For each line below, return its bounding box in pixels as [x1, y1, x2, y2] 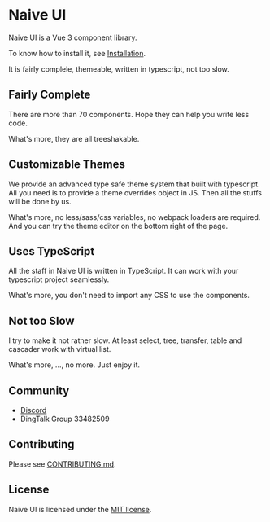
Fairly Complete [8, 88, 91, 102]
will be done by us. [8, 196, 72, 206]
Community [8, 384, 70, 397]
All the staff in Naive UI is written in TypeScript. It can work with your [8, 266, 239, 276]
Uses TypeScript [8, 244, 95, 258]
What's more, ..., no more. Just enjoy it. [8, 360, 141, 370]
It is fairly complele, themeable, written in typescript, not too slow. [8, 64, 229, 74]
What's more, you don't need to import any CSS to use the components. [8, 291, 250, 300]
